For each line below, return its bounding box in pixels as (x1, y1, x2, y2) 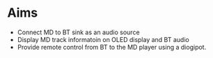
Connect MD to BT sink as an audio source (17, 28, 141, 36)
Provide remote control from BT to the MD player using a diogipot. (17, 43, 207, 51)
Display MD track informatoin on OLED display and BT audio (17, 35, 189, 43)
